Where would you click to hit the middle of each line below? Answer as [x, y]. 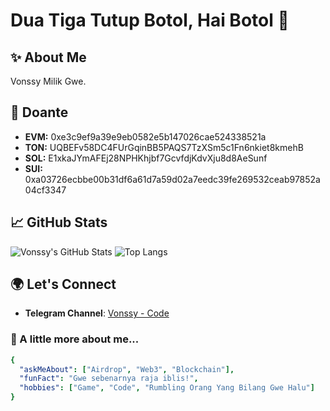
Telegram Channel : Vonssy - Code [97, 313]
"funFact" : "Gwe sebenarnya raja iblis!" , [109, 379]
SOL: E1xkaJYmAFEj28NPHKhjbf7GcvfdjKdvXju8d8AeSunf [146, 158]
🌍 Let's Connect [63, 284]
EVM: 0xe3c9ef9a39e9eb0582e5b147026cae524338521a [145, 136]
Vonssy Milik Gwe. [48, 81]
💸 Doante [39, 112]
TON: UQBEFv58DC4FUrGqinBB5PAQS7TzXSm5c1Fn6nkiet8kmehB [164, 147]
